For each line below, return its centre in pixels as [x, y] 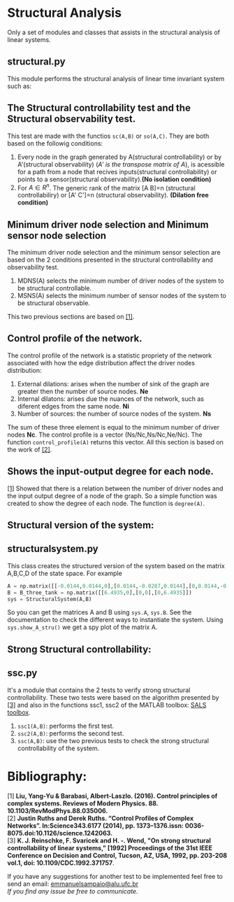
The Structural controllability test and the [99, 108]
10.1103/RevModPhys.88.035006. [58, 810]
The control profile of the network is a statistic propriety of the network [110, 355]
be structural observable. [54, 303]
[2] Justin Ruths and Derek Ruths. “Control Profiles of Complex [101, 818]
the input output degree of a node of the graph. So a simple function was [112, 495]
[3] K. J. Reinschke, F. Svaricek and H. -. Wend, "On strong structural [109, 840]
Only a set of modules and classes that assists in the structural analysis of [114, 32]
